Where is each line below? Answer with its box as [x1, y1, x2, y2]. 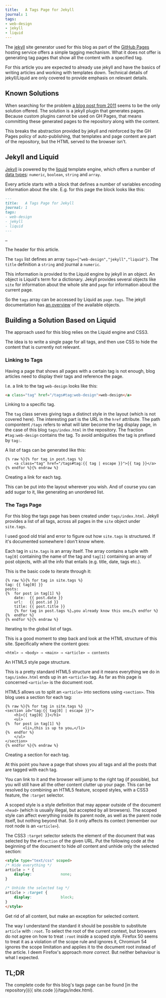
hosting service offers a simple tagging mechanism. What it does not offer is [5, 49, 161, 55]
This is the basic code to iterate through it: [5, 568, 92, 574]
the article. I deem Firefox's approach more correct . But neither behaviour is [5, 949, 161, 955]
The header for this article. [5, 246, 59, 252]
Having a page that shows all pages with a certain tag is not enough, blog [5, 368, 155, 374]
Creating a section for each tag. [5, 752, 70, 758]
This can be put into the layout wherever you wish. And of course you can [5, 484, 156, 490]
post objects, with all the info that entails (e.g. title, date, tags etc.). [5, 558, 141, 565]
